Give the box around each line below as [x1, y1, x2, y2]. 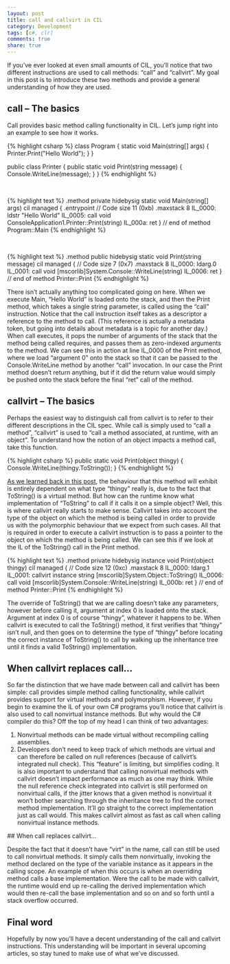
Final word [7, 916, 53, 928]
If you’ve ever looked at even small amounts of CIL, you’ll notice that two [7, 61, 213, 69]
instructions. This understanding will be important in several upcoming [7, 942, 207, 950]
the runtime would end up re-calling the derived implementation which [7, 882, 206, 890]
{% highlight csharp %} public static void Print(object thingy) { [7, 456, 183, 465]
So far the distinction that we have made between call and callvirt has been [7, 681, 220, 689]
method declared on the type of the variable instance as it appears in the [7, 860, 214, 868]
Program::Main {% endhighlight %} [7, 225, 106, 234]
